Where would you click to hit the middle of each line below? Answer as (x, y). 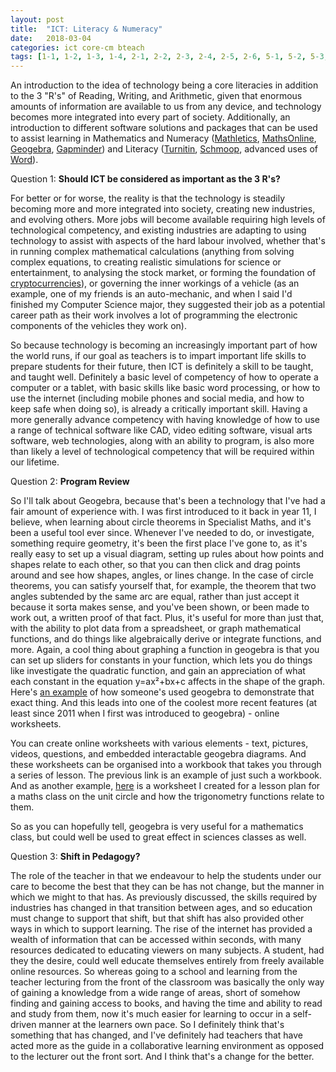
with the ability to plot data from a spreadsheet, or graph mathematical (156, 628)
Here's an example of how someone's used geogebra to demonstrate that (162, 692)
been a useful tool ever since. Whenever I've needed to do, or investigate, (162, 533)
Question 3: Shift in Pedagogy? (75, 857)
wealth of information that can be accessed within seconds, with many (156, 940)
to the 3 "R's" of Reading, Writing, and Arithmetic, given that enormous (156, 96)
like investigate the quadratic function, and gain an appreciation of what (158, 671)
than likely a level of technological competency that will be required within (162, 452)
